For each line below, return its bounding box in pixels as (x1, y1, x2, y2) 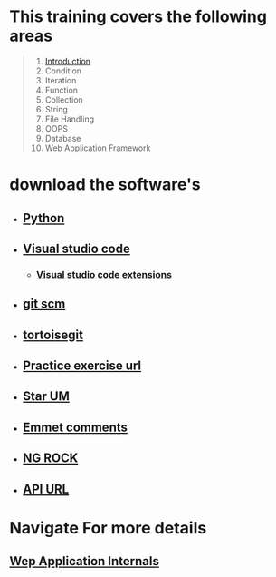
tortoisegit (22, 327, 84, 342)
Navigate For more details (9, 517, 207, 538)
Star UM (22, 388, 70, 405)
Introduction (44, 55, 91, 66)
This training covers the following (9, 6, 267, 27)
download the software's (9, 174, 201, 195)
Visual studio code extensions (35, 268, 172, 280)
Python (22, 210, 65, 226)
